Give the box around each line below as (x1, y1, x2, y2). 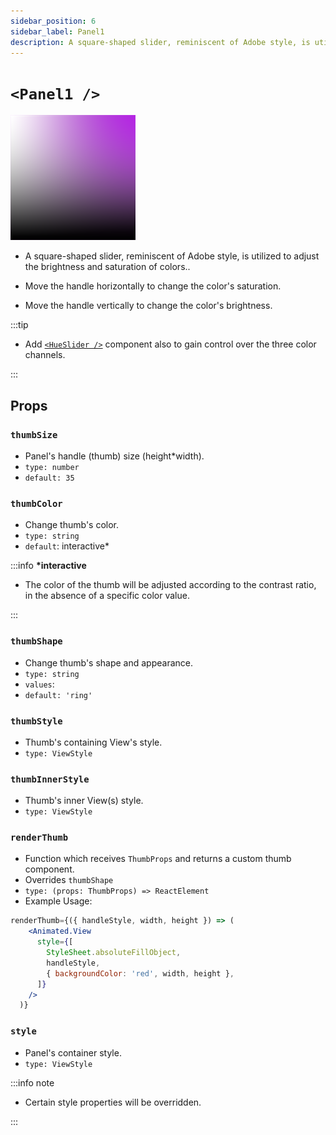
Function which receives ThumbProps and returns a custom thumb (24, 853, 292, 865)
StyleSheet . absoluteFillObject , (46, 948, 182, 958)
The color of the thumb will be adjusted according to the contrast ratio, (24, 579, 317, 591)
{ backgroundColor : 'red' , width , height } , (46, 968, 235, 979)
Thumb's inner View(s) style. (24, 795, 144, 807)
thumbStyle (10, 715, 63, 727)
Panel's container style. (24, 1046, 122, 1059)
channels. (24, 349, 66, 361)
